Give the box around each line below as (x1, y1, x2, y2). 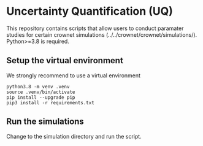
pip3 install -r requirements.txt (6, 99, 95, 106)
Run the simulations (6, 117, 84, 127)
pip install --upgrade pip (6, 94, 75, 101)
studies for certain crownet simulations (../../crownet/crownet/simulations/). (6, 31, 197, 38)
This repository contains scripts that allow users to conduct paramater (6, 25, 184, 32)
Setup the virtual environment (6, 55, 124, 66)
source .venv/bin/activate (6, 89, 75, 95)
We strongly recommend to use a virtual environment (6, 72, 141, 79)
